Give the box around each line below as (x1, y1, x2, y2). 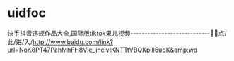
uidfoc (7, 5, 46, 21)
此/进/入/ (7, 37, 33, 46)
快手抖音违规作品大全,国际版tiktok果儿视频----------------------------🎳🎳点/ (7, 29, 227, 37)
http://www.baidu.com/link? (33, 37, 114, 46)
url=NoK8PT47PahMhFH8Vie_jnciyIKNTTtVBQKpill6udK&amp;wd (7, 46, 198, 54)
